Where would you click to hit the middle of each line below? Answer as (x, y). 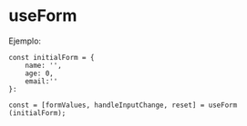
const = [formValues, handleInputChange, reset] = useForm (123, 105)
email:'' (41, 81)
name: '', (44, 65)
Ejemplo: (25, 41)
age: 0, (39, 73)
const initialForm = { (51, 57)
